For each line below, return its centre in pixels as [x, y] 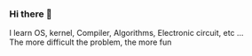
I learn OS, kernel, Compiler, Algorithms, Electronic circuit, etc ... [126, 33]
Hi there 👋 [31, 14]
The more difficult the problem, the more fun [91, 42]
